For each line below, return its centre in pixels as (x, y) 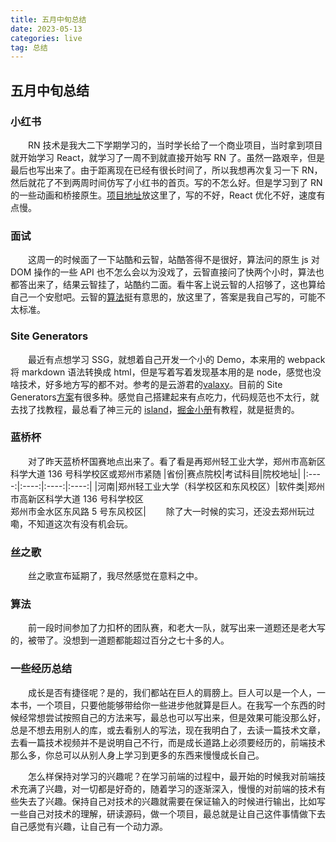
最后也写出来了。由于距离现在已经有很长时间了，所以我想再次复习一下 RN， (166, 170)
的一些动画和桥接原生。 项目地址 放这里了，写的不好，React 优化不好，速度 (163, 195)
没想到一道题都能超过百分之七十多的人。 (146, 640)
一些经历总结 (41, 669)
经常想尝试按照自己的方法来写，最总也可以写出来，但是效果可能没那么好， (172, 717)
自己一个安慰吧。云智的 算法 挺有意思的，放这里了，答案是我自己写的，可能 (163, 297)
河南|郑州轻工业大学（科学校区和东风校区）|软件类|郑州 (211, 486)
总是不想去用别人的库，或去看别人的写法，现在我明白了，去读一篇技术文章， (168, 730)
